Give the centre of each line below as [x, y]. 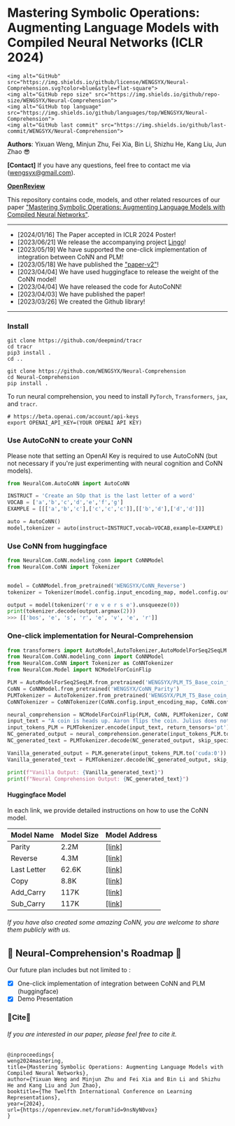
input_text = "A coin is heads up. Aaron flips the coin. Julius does [112, 721]
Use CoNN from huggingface [57, 546]
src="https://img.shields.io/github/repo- [157, 94]
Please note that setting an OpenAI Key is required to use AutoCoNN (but [113, 455]
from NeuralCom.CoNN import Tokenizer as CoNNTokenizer [90, 663]
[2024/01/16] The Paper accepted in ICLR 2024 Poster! [97, 234]
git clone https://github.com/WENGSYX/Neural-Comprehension [97, 371]
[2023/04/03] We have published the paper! [81, 294]
